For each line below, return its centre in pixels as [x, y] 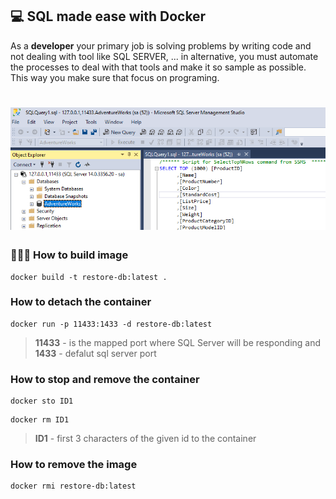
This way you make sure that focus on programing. [115, 77]
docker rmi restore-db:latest [73, 486]
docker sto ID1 [42, 401]
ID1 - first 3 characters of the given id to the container [145, 439]
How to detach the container [81, 302]
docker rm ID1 [40, 420]
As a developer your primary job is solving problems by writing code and [161, 45]
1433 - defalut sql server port [95, 353]
